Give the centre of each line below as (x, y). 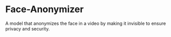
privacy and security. (27, 28)
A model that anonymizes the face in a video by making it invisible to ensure (85, 23)
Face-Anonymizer (44, 9)
